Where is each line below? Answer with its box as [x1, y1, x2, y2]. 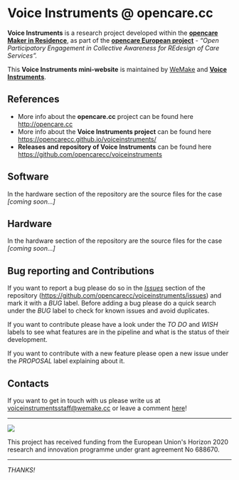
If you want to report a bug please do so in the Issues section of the [7, 283, 206, 293]
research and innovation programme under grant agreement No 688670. [7, 445, 221, 454]
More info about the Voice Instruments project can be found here [17, 127, 212, 136]
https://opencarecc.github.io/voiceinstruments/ [17, 135, 156, 143]
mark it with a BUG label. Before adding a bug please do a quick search [7, 299, 216, 308]
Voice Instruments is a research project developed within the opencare [7, 28, 218, 37]
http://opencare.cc [17, 120, 73, 128]
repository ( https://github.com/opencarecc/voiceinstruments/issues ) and [7, 291, 222, 300]
